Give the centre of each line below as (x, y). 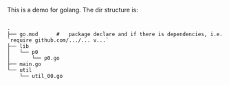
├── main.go (24, 64)
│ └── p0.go (33, 58)
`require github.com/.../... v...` (58, 40)
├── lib (18, 46)
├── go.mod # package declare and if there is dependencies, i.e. (115, 34)
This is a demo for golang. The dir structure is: (73, 10)
